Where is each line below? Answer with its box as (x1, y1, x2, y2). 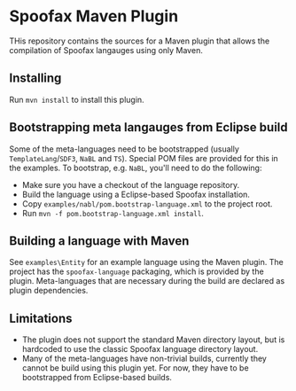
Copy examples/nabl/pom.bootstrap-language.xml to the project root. (21, 198, 273, 209)
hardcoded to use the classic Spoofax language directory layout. (21, 344, 259, 355)
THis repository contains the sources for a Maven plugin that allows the (9, 35, 270, 46)
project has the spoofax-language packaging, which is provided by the (9, 266, 264, 277)
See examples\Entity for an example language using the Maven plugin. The (9, 257, 284, 268)
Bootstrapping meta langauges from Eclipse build (9, 120, 288, 135)
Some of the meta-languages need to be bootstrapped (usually (9, 144, 239, 154)
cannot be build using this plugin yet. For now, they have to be (21, 363, 250, 373)
